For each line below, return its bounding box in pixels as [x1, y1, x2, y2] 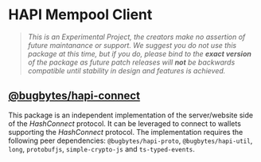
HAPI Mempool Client [8, 6, 153, 24]
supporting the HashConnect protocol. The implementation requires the [8, 127, 243, 136]
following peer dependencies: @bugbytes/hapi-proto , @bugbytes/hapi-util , [8, 136, 253, 145]
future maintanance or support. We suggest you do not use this [27, 40, 237, 49]
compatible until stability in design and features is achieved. [27, 65, 226, 75]
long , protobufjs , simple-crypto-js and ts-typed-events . [8, 144, 195, 153]
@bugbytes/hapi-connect [8, 89, 141, 103]
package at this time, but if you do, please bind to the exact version [27, 49, 252, 58]
